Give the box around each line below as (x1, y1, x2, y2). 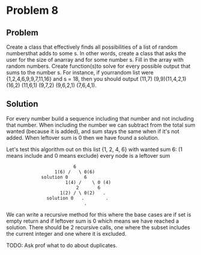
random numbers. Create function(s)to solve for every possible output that (6, 62, 191, 70)
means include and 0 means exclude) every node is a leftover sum (6, 152, 170, 159)
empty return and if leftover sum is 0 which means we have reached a (6, 217, 179, 224)
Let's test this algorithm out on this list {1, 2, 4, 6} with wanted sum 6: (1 (6, 145, 183, 153)
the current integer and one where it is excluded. (6, 230, 127, 237)
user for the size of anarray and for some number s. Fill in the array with (6, 56, 184, 63)
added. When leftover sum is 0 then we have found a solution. (6, 134, 160, 141)
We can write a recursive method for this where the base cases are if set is (6, 211, 191, 218)
